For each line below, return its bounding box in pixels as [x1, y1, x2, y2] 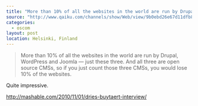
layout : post [6, 30, 38, 36]
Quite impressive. [6, 82, 49, 88]
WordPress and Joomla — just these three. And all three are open [20, 58, 180, 65]
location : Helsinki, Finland [6, 36, 78, 42]
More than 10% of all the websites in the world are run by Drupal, [20, 52, 179, 59]
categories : [6, 19, 35, 25]
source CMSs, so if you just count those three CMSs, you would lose [20, 64, 187, 71]
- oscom [11, 25, 31, 31]
